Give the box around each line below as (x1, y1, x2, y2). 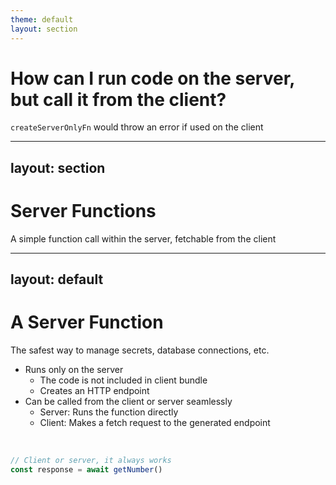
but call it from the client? (10, 88, 227, 111)
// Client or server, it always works (10, 456, 172, 466)
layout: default (10, 271, 104, 288)
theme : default (10, 14, 74, 25)
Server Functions (10, 200, 157, 223)
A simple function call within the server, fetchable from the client (10, 232, 277, 245)
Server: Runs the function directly (39, 406, 179, 418)
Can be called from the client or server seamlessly (24, 396, 233, 408)
